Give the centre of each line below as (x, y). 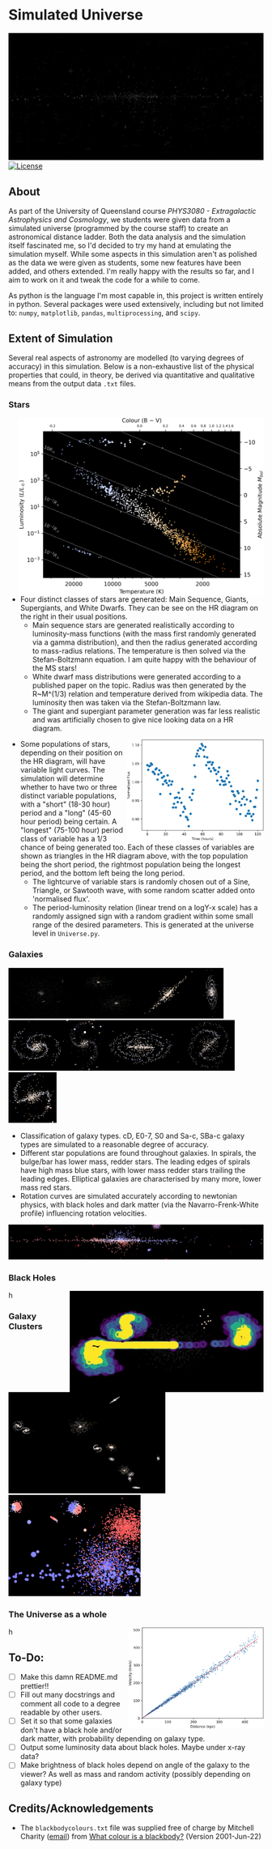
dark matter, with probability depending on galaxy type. (113, 1739)
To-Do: (26, 1657)
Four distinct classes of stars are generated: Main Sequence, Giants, (134, 599)
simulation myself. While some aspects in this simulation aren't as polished (133, 254)
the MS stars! (54, 668)
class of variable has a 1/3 (64, 839)
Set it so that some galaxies (66, 1721)
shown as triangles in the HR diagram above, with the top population (134, 856)
